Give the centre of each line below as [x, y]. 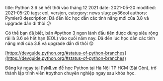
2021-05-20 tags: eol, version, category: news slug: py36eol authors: [76, 13]
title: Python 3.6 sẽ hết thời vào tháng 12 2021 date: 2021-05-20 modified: [81, 8]
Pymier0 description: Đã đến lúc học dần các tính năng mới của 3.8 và [77, 18]
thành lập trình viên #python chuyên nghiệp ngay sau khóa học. [70, 73]
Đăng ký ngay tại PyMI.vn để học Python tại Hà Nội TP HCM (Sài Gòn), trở [81, 68]
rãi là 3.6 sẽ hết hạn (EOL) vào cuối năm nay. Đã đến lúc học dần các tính [80, 38]
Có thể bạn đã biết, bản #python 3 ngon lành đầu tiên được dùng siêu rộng [81, 33]
